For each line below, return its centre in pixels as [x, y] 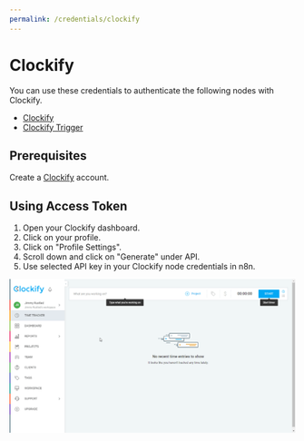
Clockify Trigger [53, 127]
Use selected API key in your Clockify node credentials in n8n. [139, 267]
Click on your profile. [62, 238]
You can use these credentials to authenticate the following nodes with [142, 90]
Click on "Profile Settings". [72, 247]
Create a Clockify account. [59, 178]
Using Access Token [69, 206]
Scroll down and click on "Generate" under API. [111, 257]
